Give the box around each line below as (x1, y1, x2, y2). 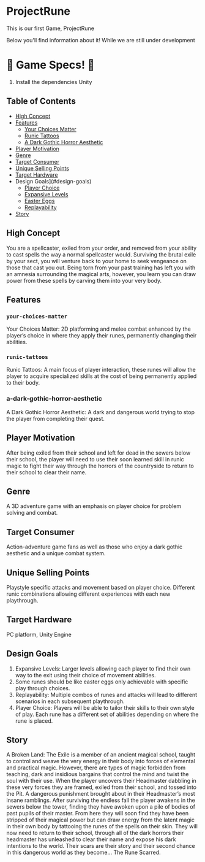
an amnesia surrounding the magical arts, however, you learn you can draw (6, 270, 196, 277)
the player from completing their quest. (6, 415, 105, 422)
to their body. (6, 379, 40, 387)
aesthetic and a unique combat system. (6, 550, 106, 557)
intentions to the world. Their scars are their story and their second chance (6, 842, 196, 850)
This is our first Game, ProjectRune (6, 25, 95, 32)
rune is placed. (15, 717, 53, 725)
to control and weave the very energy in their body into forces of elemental (6, 758, 195, 765)
